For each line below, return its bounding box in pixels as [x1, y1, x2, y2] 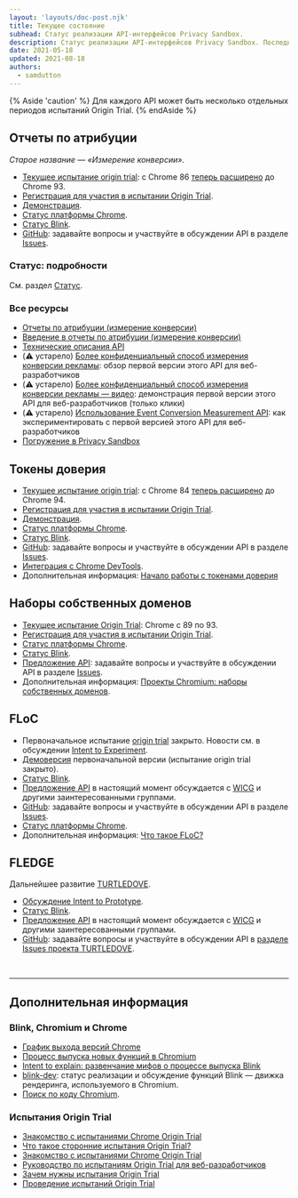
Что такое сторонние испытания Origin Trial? [21, 1140, 192, 1152]
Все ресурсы [9, 302, 69, 314]
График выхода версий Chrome [21, 1041, 141, 1052]
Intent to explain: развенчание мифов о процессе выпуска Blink [21, 1060, 262, 1072]
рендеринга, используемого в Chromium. [21, 1080, 179, 1090]
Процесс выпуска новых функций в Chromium [21, 1051, 197, 1062]
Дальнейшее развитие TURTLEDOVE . [9, 879, 151, 889]
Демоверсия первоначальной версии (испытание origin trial [21, 753, 251, 765]
